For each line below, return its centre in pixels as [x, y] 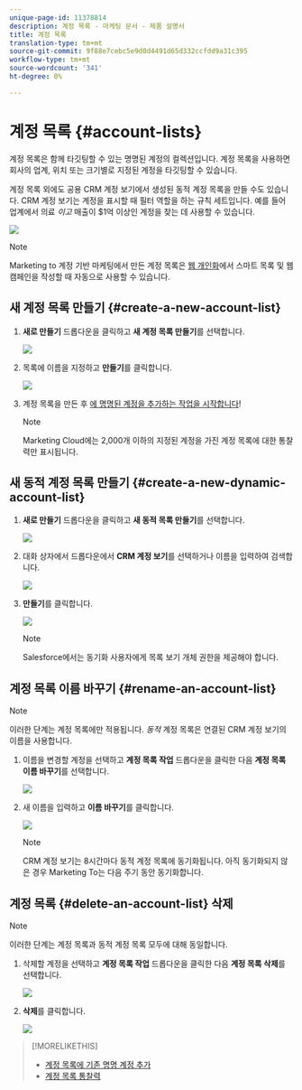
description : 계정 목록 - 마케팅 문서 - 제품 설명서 [97, 26]
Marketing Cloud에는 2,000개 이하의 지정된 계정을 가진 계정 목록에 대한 [149, 440]
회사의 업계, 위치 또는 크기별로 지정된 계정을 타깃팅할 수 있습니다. [124, 170]
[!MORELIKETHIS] [64, 1046]
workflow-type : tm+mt [50, 60]
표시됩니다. [59, 452]
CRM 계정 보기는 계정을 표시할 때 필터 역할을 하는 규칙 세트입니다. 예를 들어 [154, 200]
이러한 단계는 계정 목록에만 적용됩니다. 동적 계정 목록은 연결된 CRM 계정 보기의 [148, 730]
